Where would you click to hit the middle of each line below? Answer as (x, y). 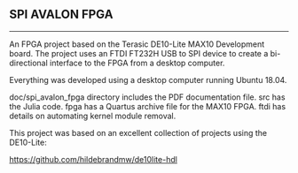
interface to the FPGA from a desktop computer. (137, 63)
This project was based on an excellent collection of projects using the (138, 132)
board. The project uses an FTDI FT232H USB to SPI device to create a (139, 53)
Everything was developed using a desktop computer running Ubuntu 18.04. (148, 79)
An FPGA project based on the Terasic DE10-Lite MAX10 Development (137, 44)
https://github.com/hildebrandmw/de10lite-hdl (93, 159)
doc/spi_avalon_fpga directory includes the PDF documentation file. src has (147, 97)
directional (29, 63)
